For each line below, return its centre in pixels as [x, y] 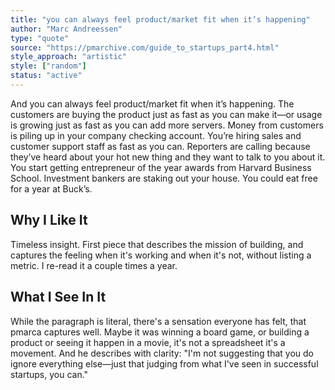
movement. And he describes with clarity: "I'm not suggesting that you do [162, 353]
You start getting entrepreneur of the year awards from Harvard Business [161, 167]
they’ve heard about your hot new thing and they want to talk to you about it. [168, 157]
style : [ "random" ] [48, 66]
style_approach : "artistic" [69, 57]
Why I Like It [49, 220]
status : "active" [46, 76]
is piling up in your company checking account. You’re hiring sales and [156, 135]
